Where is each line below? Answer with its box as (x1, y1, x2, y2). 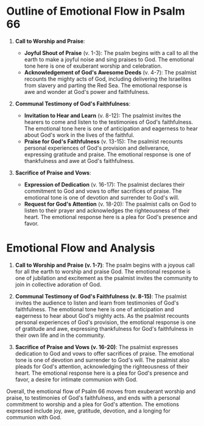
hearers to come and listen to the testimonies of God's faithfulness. (24, 118, 194, 126)
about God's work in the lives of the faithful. (24, 131, 135, 139)
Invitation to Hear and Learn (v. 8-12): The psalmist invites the (24, 112, 181, 119)
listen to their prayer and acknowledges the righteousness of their (24, 206, 190, 214)
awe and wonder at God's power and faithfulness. (24, 88, 150, 95)
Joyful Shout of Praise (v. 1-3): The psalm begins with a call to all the (24, 49, 199, 56)
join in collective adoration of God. (15, 281, 102, 288)
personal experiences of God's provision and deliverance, (24, 144, 170, 151)
